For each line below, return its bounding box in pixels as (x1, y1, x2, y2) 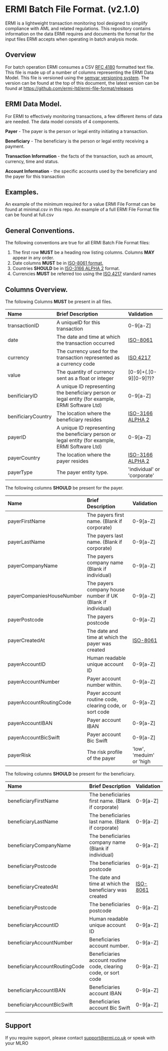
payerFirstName (7, 518, 46, 525)
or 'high (132, 758, 151, 765)
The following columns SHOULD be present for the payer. (5, 485, 124, 491)
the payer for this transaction (5, 173, 65, 179)
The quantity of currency (56, 369, 115, 375)
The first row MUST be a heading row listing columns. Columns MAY (12, 249, 155, 255)
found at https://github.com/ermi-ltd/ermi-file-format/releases (5, 85, 133, 91)
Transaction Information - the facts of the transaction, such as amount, (5, 153, 153, 159)
